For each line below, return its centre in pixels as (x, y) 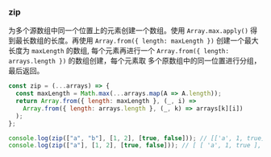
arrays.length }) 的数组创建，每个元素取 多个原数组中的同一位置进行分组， (135, 61)
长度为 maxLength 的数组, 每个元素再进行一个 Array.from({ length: (119, 51)
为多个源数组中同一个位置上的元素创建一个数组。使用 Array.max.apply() (128, 31)
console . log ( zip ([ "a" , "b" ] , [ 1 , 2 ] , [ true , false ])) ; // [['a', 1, (126, 138)
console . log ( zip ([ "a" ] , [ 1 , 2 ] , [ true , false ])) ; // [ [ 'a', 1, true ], (135, 146)
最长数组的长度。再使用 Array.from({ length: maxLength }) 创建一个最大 (137, 41)
